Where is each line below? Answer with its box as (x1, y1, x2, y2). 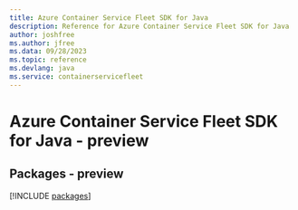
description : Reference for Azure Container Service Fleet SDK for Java (9, 22, 290, 31)
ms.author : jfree (9, 38, 75, 48)
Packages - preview (9, 167, 124, 182)
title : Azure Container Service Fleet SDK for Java (9, 13, 208, 23)
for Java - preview (9, 130, 149, 150)
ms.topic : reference (9, 55, 88, 64)
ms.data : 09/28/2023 (9, 47, 88, 56)
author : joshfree (9, 30, 75, 39)
